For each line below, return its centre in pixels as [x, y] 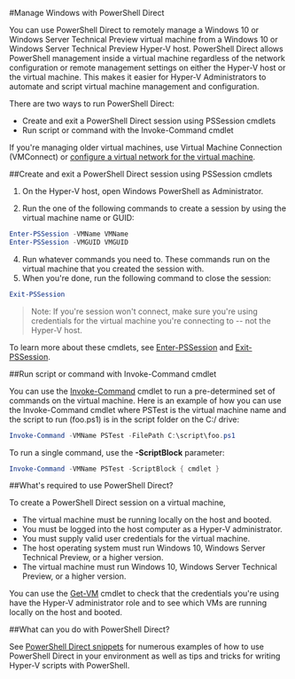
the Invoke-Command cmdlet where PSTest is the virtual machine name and [148, 410]
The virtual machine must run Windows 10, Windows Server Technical [149, 567]
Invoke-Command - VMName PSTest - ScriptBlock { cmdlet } [114, 469]
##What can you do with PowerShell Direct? [89, 629]
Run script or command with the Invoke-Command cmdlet [128, 130]
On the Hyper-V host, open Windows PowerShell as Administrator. [143, 191]
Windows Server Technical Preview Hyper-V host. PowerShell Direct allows [146, 49]
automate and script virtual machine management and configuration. [134, 86]
